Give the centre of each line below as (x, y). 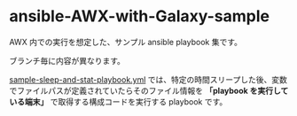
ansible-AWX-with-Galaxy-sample (140, 16)
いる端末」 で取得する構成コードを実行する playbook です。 (118, 101)
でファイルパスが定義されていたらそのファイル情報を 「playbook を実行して (149, 90)
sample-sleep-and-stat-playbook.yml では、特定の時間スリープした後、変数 (148, 79)
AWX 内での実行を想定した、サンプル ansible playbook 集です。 (125, 42)
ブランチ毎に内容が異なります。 (67, 60)
